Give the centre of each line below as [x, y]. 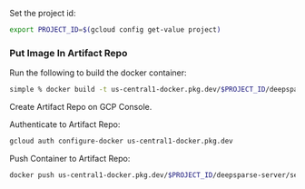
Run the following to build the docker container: [98, 73]
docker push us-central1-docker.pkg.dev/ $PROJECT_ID [111, 175]
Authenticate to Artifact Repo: [65, 124]
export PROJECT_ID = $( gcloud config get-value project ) [115, 30]
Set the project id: [43, 13]
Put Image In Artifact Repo [69, 53]
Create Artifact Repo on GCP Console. [81, 107]
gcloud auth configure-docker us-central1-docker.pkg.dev [121, 141]
